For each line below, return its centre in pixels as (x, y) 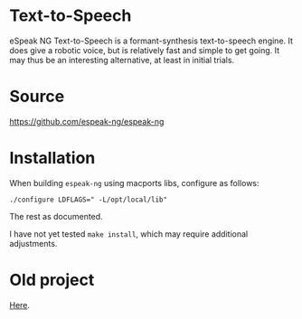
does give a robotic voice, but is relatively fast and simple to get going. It (145, 50)
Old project (52, 280)
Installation (52, 158)
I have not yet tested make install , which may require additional (129, 234)
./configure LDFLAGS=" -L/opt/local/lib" (89, 200)
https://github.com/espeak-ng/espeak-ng (87, 121)
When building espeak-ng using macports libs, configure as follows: (134, 183)
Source (37, 97)
